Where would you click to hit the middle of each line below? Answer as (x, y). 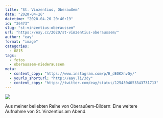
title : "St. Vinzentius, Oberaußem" (42, 10)
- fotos (17, 60)
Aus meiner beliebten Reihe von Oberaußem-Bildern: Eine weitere (71, 106)
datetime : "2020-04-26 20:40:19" (39, 19)
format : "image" (22, 42)
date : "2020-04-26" (25, 14)
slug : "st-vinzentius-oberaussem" (40, 28)
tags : (11, 55)
